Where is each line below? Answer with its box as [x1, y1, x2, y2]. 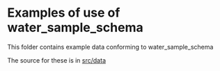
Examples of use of [7, 5, 120, 21]
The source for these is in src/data [7, 56, 107, 64]
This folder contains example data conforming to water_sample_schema [7, 42, 214, 51]
